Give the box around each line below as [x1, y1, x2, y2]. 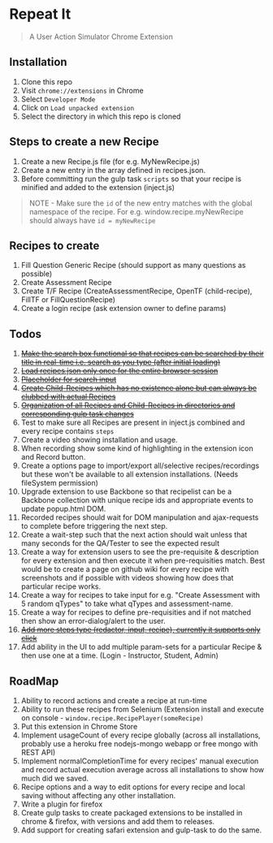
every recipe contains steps [20, 426, 115, 436]
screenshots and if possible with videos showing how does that [20, 573, 234, 583]
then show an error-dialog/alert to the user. [20, 616, 166, 626]
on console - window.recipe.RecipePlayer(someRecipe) [20, 713, 204, 723]
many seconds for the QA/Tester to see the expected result [20, 538, 220, 548]
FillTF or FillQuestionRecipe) [20, 295, 116, 305]
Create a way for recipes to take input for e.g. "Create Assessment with [20, 590, 261, 600]
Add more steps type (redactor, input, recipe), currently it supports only [20, 625, 261, 634]
